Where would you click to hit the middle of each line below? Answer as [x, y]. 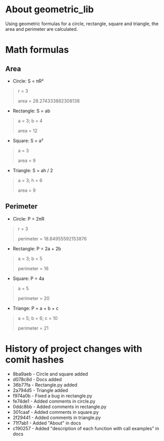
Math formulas [37, 50]
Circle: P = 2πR [29, 218]
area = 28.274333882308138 [49, 101]
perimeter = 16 [33, 268]
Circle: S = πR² [28, 81]
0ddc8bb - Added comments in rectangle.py [60, 407]
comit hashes [34, 359]
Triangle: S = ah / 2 [33, 170]
